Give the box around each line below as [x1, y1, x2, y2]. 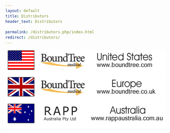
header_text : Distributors [5, 19, 63, 24]
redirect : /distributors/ [5, 35, 60, 40]
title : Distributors [5, 13, 49, 19]
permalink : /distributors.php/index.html [5, 29, 95, 35]
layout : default [5, 8, 40, 13]
